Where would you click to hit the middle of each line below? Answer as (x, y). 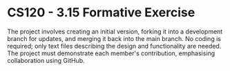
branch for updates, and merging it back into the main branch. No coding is (114, 38)
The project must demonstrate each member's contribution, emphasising (111, 53)
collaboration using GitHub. (46, 60)
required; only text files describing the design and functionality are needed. (114, 46)
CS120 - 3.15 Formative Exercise (101, 13)
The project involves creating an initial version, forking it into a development (115, 31)
